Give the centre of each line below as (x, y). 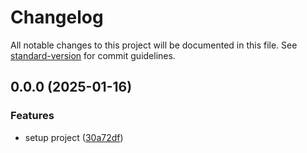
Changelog (57, 17)
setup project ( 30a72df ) (74, 137)
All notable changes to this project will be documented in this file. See (154, 45)
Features (32, 116)
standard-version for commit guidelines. (93, 55)
